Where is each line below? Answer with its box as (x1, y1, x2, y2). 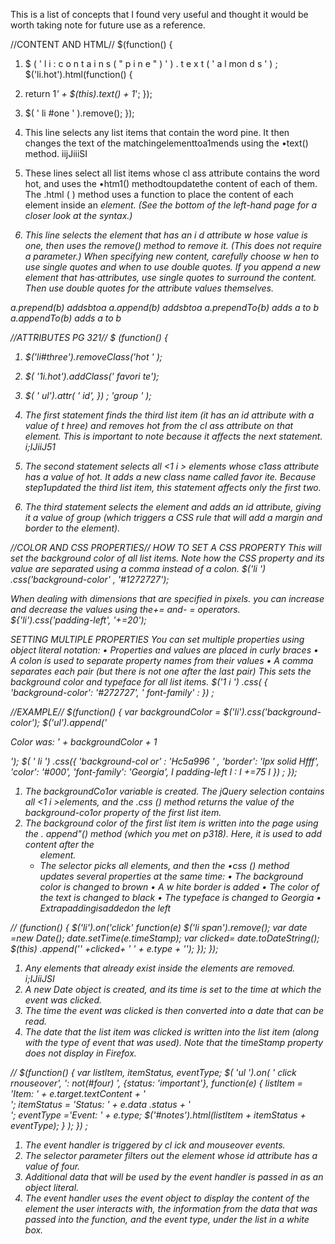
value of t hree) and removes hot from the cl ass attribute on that (24, 420, 294, 431)
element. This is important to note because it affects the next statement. (24, 430, 323, 442)
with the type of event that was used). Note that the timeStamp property (24, 1037, 324, 1048)
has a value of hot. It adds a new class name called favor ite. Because (24, 471, 317, 483)
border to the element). (24, 522, 121, 534)
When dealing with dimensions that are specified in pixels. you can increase (10, 593, 325, 604)
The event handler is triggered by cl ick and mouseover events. (24, 1139, 286, 1151)
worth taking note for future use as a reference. (10, 19, 206, 31)
